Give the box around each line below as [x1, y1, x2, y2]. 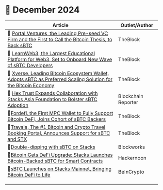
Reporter [118, 99, 138, 105]
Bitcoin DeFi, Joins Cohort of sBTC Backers [7, 116, 106, 122]
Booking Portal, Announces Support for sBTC [7, 130, 110, 136]
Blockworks [118, 144, 146, 150]
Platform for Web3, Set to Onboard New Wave [7, 56, 113, 62]
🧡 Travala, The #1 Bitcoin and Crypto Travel [7, 123, 106, 130]
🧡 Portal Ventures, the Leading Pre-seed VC [7, 30, 108, 37]
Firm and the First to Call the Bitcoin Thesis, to [7, 36, 113, 43]
